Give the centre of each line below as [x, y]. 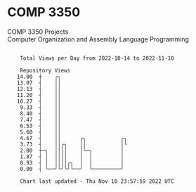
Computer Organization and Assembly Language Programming [98, 39]
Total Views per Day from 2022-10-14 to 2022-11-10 [97, 58]
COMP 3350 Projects [38, 32]
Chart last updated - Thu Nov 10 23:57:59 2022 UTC [97, 181]
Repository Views [45, 70]
